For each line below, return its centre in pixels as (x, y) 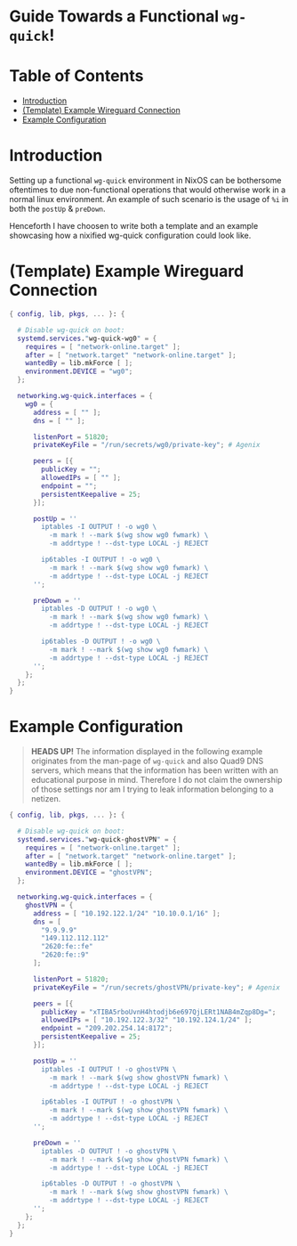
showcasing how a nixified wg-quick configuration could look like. (130, 236)
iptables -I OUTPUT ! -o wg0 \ (99, 527)
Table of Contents (76, 76)
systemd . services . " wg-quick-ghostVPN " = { (97, 839)
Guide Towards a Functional (114, 16)
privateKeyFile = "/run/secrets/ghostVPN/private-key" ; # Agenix (156, 987)
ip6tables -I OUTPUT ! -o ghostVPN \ (111, 1102)
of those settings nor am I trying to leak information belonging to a (152, 789)
